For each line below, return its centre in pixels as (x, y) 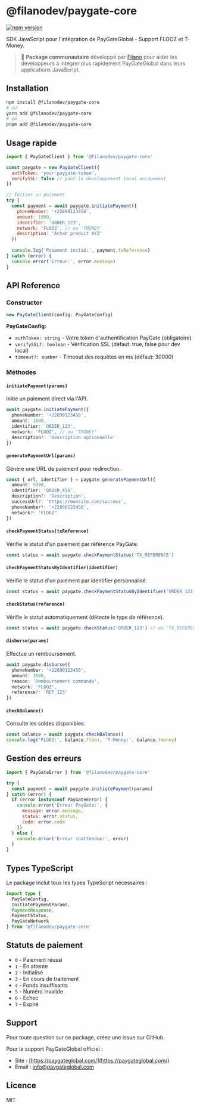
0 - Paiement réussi (38, 959)
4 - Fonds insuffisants (41, 985)
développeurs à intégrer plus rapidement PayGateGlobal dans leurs (103, 63)
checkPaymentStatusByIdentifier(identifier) (62, 568)
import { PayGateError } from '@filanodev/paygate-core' (78, 772)
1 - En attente (31, 966)
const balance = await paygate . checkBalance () (65, 734)
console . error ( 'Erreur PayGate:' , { (62, 805)
